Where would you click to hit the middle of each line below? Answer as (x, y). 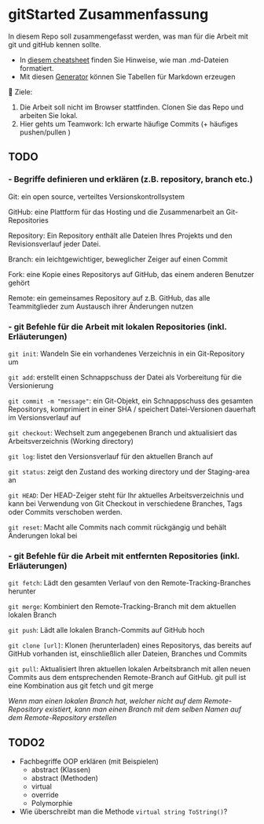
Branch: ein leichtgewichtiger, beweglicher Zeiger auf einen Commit (118, 259)
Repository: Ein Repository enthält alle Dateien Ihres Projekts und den (121, 235)
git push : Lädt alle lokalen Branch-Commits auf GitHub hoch (106, 630)
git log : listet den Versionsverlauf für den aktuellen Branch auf (111, 456)
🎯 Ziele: (20, 91)
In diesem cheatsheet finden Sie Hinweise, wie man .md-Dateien (124, 60)
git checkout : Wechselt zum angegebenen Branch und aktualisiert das (123, 432)
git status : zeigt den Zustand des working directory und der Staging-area (129, 471)
